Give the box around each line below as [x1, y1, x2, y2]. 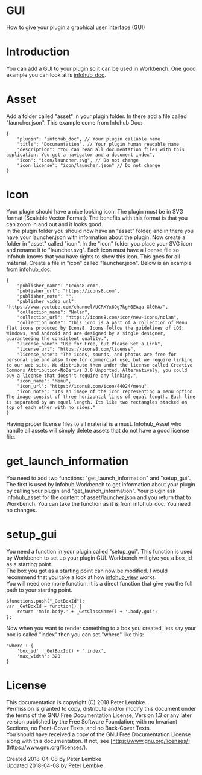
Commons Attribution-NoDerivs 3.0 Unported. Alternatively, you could [6, 367, 188, 373]
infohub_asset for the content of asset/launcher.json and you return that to [6, 494, 191, 501]
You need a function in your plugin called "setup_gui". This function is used [6, 548, 193, 555]
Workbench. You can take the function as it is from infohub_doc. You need [6, 500, 191, 507]
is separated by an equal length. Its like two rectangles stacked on [6, 399, 188, 405]
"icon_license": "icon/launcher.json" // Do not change [17, 162, 161, 168]
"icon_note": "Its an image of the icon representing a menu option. [17, 388, 196, 394]
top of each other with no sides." [6, 404, 96, 410]
